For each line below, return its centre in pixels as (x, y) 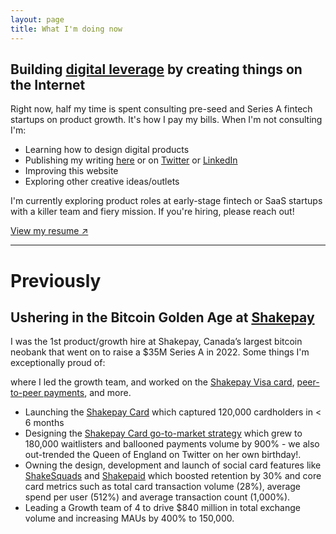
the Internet (48, 84)
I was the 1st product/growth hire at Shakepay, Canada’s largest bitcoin (156, 342)
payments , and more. (87, 393)
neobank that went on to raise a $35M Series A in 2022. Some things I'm (160, 352)
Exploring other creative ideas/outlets (102, 182)
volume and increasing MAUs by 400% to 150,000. (129, 518)
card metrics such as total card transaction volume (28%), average (163, 487)
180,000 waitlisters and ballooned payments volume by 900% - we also (172, 444)
